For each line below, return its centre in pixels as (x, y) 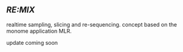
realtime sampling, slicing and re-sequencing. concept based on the (92, 24)
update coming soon (32, 42)
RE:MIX (21, 10)
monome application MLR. (39, 31)
